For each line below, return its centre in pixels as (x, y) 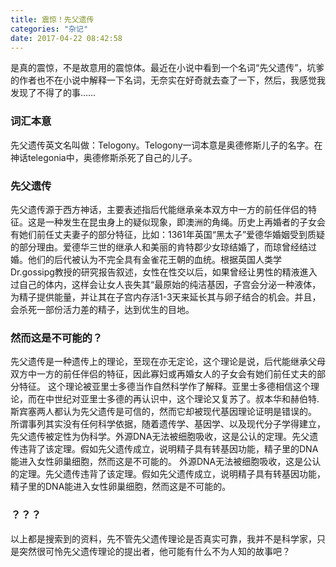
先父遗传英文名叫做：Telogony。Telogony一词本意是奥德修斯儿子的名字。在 (166, 145)
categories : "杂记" (49, 29)
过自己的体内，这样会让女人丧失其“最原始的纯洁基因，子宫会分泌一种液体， (166, 284)
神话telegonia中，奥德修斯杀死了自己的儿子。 (104, 157)
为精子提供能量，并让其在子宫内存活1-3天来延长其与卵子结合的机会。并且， (166, 297)
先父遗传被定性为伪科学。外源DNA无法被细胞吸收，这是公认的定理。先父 (160, 437)
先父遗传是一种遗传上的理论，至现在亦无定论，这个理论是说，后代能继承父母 (168, 362)
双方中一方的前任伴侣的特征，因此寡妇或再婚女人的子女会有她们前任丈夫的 (163, 374)
